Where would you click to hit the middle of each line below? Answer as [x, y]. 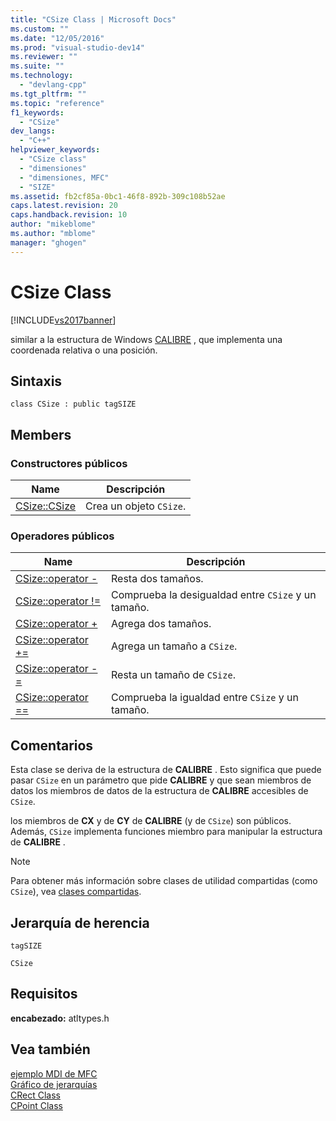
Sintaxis [36, 381]
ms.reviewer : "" [44, 57]
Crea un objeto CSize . [136, 506]
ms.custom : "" [40, 29]
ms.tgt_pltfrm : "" [48, 94]
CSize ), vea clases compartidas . [76, 892]
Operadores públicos [62, 536]
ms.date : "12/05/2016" [57, 38]
